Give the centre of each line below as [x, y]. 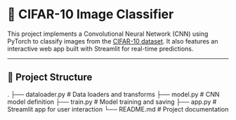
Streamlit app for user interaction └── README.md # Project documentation [118, 109]
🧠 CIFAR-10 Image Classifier [91, 14]
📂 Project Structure [50, 78]
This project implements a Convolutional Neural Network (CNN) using [108, 34]
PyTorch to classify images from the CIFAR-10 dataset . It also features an [113, 41]
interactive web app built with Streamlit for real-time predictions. [100, 48]
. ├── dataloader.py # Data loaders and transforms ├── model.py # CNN [113, 94]
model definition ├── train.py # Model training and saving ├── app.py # [112, 102]
